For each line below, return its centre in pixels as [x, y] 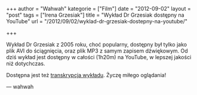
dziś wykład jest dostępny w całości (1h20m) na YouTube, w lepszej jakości [99, 57]
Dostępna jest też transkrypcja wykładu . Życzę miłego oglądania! [86, 75]
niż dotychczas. [26, 63]
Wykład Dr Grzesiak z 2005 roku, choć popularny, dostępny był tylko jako [96, 45]
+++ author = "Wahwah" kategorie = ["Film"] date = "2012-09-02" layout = [98, 9]
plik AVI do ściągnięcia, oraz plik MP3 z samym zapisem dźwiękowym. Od [97, 51]
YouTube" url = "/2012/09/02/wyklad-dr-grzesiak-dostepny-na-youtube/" [97, 21]
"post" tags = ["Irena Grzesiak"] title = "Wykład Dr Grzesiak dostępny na [95, 15]
